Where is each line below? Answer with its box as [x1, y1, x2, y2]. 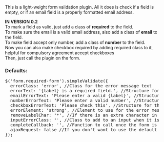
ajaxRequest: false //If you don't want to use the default [10, 127, 157, 133]
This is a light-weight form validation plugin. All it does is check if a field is [5, 4, 154, 10]
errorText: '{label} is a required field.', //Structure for [10, 88, 160, 94]
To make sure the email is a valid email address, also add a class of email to [5, 29, 158, 35]
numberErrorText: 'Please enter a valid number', [10, 98, 132, 103]
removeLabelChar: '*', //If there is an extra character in [10, 112, 157, 118]
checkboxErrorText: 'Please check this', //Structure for [10, 102, 152, 108]
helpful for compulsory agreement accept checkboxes [5, 50, 115, 56]
